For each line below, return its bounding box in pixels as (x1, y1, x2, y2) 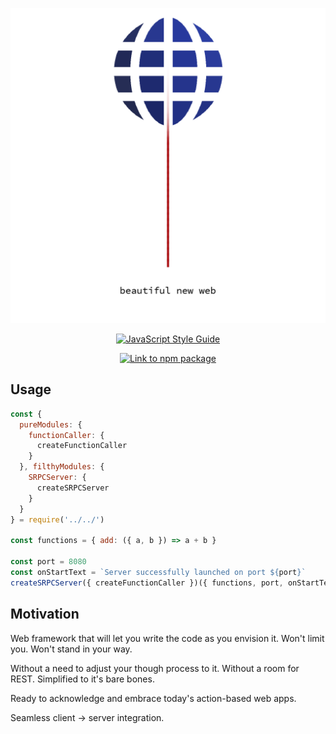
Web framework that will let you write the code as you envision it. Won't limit (10, 632, 325, 644)
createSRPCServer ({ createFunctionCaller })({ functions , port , (10, 578, 284, 588)
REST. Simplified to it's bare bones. (10, 673, 155, 685)
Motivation (10, 606, 80, 623)
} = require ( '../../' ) (10, 514, 105, 525)
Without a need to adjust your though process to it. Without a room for (10, 662, 300, 674)
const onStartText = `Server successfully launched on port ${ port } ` (10, 567, 307, 577)
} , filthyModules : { (19, 462, 105, 472)
